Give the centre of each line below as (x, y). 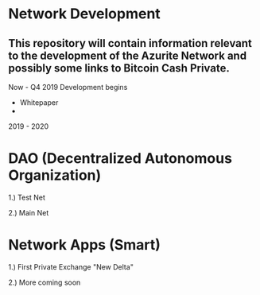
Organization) (55, 175)
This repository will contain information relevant (130, 43)
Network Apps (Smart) (85, 245)
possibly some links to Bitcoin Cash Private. (119, 68)
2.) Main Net (29, 212)
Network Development (84, 14)
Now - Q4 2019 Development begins (68, 87)
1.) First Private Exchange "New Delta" (71, 266)
